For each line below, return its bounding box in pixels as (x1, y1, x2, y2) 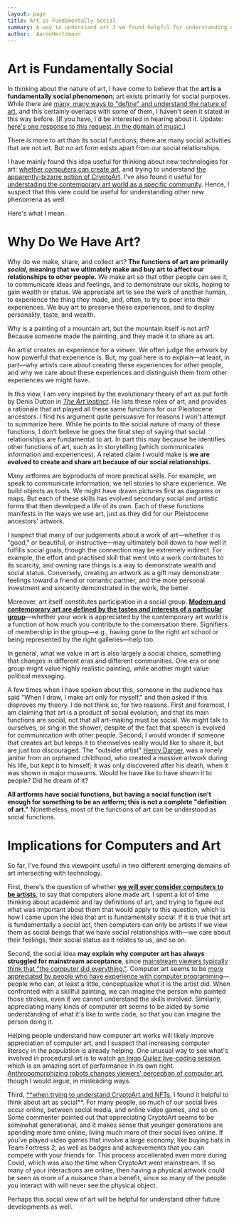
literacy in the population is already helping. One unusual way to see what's (7, 1046, 229, 1055)
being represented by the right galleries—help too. (7, 635, 155, 644)
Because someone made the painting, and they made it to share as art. (7, 332, 215, 340)
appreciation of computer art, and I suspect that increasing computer (7, 1039, 210, 1047)
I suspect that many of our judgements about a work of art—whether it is (7, 531, 221, 540)
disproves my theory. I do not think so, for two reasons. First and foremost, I (7, 700, 230, 709)
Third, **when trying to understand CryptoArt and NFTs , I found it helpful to (7, 1091, 229, 1099)
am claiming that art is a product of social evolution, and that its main (7, 708, 210, 717)
